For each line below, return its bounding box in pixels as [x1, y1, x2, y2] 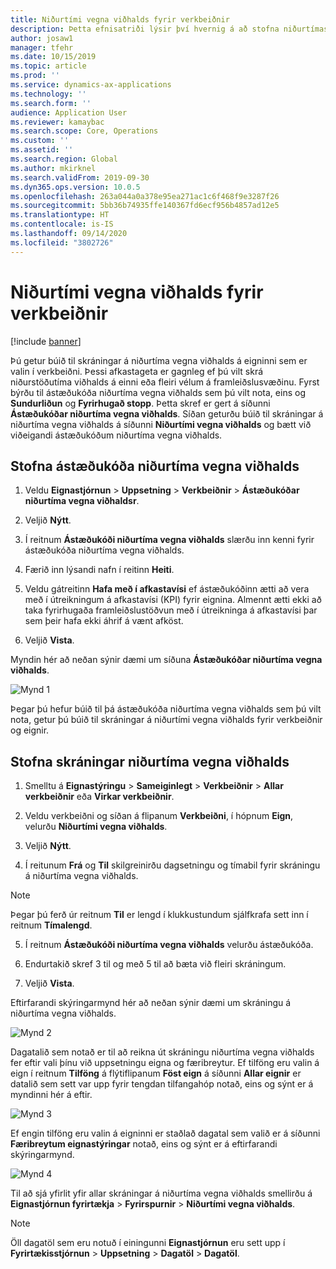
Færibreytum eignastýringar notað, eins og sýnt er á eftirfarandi [10, 1138, 278, 1150]
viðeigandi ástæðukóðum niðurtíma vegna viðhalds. [10, 429, 223, 441]
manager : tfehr [10, 42, 74, 53]
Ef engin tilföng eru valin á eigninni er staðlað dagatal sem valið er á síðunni [10, 1127, 321, 1140]
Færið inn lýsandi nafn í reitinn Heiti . [24, 564, 175, 576]
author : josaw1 [10, 33, 74, 43]
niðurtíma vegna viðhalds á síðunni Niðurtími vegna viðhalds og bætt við [10, 418, 312, 430]
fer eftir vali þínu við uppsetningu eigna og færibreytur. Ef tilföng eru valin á [10, 1057, 320, 1069]
